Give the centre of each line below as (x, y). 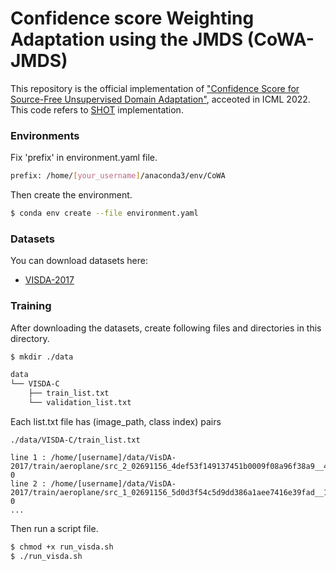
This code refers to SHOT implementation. (97, 109)
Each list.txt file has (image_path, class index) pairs (116, 421)
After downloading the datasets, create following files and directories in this (166, 328)
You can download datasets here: (79, 261)
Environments (45, 135)
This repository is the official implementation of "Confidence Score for (155, 88)
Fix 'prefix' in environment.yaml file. (84, 158)
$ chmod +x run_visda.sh (62, 547)
